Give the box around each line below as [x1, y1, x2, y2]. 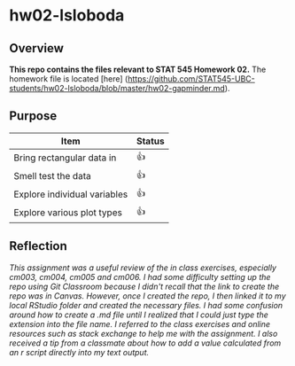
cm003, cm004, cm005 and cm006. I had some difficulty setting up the [9, 271, 271, 282]
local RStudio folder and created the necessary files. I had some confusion [9, 300, 283, 310]
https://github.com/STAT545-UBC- [127, 74, 255, 84]
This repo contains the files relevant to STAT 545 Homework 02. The [9, 64, 267, 74]
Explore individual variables [13, 188, 128, 200]
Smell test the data [13, 170, 91, 183]
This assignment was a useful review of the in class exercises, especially [9, 262, 277, 273]
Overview [9, 41, 65, 56]
